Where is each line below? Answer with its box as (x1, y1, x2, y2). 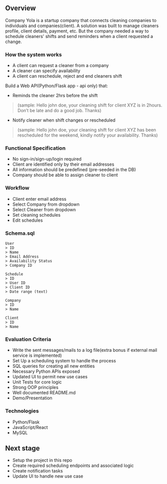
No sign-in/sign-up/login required (12, 156, 82, 162)
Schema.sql (5, 230, 35, 237)
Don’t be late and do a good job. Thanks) (17, 108, 102, 114)
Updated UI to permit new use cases (12, 374, 88, 380)
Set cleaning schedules (12, 212, 61, 218)
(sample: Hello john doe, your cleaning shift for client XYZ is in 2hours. (17, 102, 163, 108)
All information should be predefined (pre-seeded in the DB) (12, 167, 136, 173)
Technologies (5, 407, 39, 414)
